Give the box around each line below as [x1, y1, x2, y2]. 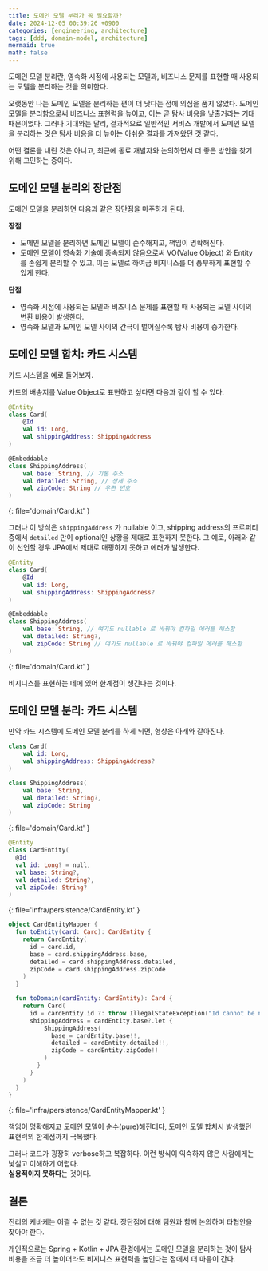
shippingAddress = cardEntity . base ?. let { [29, 1016, 173, 1025]
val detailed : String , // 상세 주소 [22, 477, 138, 485]
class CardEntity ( [8, 846, 69, 855]
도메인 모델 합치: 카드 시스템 [8, 348, 138, 361]
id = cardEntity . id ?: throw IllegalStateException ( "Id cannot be [29, 1009, 255, 1017]
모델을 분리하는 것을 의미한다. [16, 81, 109, 91]
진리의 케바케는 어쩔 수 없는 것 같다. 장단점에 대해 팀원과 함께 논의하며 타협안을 [8, 1217, 253, 1227]
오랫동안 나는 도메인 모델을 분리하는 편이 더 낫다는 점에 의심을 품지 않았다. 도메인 [8, 99, 259, 108]
